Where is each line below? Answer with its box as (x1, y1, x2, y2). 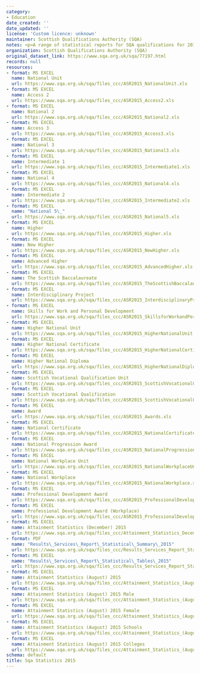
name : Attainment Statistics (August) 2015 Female (11, 608, 140, 614)
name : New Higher (11, 242, 55, 248)
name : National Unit (11, 75, 62, 81)
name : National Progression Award (11, 442, 97, 447)
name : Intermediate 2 (11, 192, 65, 197)
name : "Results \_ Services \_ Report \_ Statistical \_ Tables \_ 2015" (11, 558, 171, 564)
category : (6, 8, 31, 15)
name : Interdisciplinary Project (11, 292, 95, 298)
